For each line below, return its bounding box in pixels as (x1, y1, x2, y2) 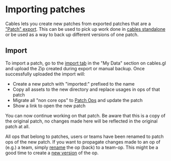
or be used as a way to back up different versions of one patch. (5, 31, 139, 37)
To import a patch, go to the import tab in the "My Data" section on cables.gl (5, 60, 166, 66)
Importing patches (5, 4, 86, 15)
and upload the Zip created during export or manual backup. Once (5, 65, 145, 71)
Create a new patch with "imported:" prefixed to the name (12, 80, 135, 87)
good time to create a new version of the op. (5, 150, 99, 156)
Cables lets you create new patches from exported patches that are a (5, 21, 151, 27)
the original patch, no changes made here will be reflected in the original (5, 118, 158, 124)
